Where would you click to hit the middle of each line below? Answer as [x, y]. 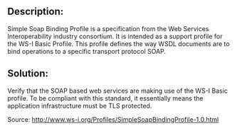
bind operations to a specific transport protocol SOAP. [86, 51]
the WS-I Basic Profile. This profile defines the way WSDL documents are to [118, 44]
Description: [36, 12]
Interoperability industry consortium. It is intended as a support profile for [115, 36]
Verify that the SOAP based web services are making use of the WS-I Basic [118, 91]
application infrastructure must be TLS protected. [80, 106]
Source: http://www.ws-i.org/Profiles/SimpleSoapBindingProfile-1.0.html [113, 119]
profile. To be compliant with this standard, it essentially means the [105, 98]
